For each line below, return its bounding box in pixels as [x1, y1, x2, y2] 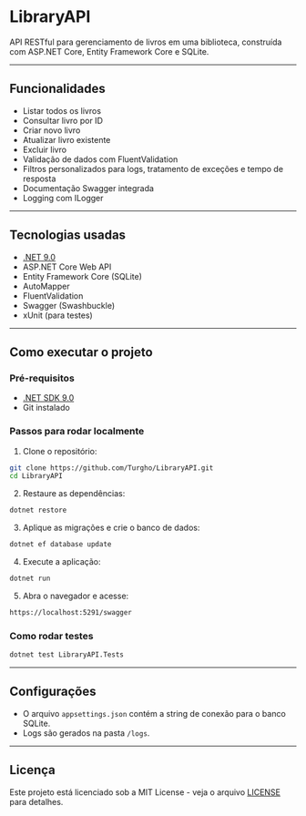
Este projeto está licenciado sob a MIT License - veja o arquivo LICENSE [9, 786, 280, 798]
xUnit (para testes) [22, 310, 93, 321]
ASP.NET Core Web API [22, 261, 112, 272]
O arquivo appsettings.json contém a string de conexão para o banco [22, 708, 287, 719]
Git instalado [22, 403, 70, 413]
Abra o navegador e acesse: [22, 590, 129, 601]
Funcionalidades [9, 81, 107, 97]
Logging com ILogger [22, 192, 104, 203]
